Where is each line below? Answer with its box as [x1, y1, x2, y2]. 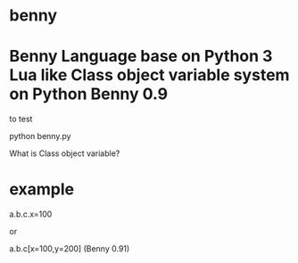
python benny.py [9, 131, 71, 142]
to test [9, 113, 33, 125]
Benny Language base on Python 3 [9, 46, 273, 67]
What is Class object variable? [9, 148, 120, 159]
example [9, 179, 75, 200]
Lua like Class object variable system [9, 65, 290, 86]
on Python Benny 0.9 [9, 84, 169, 104]
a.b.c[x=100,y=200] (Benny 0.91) [9, 243, 130, 254]
